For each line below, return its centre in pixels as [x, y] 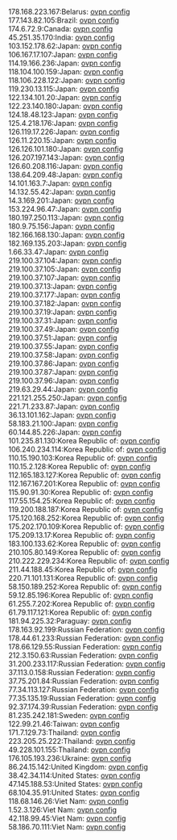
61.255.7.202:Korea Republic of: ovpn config [82, 604]
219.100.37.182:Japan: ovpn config [65, 303]
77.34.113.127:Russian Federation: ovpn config [84, 689]
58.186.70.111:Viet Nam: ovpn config [67, 827]
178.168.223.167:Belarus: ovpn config [69, 12]
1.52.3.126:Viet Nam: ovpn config [63, 810]
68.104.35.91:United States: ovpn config [74, 792]
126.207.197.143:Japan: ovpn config [66, 157]
